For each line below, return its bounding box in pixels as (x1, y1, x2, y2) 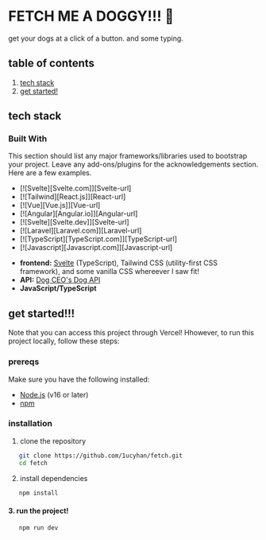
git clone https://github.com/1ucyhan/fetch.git (18, 452, 183, 460)
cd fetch (18, 459, 48, 467)
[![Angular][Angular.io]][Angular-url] (19, 209, 138, 218)
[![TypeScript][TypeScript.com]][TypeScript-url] (19, 234, 177, 244)
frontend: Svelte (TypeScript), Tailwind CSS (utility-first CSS (19, 258, 218, 268)
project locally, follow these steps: (8, 336, 120, 346)
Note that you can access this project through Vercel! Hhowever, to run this (8, 328, 254, 338)
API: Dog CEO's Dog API (19, 275, 101, 285)
